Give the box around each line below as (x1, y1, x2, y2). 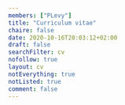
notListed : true (8, 77, 61, 85)
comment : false (8, 84, 58, 93)
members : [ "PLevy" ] (8, 11, 72, 20)
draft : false (8, 41, 51, 49)
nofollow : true (8, 56, 58, 64)
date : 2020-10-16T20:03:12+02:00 (8, 33, 118, 42)
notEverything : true (8, 70, 76, 78)
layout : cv (8, 63, 44, 71)
